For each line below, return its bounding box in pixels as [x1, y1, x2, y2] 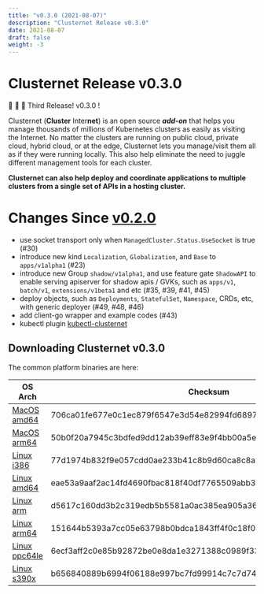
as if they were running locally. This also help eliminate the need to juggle [8, 150, 246, 159]
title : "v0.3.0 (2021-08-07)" [8, 11, 108, 20]
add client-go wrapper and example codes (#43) [19, 310, 178, 320]
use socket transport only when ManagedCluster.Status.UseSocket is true [19, 236, 255, 244]
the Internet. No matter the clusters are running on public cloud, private [8, 133, 239, 143]
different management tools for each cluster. [8, 158, 152, 168]
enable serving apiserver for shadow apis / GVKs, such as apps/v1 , [19, 277, 236, 286]
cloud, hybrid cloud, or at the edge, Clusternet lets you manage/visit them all [8, 141, 256, 150]
